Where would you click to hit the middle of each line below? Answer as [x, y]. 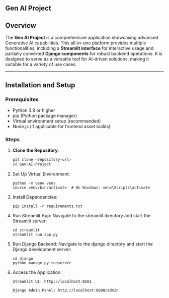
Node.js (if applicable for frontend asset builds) [61, 126]
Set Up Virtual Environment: [41, 174]
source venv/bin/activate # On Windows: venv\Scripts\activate [81, 188]
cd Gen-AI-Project [32, 164]
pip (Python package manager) [45, 115]
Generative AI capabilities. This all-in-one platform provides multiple [76, 43]
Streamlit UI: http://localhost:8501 [52, 281]
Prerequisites [22, 99]
